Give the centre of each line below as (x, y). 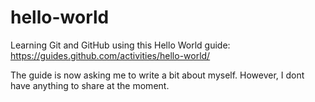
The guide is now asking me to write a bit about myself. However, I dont (157, 75)
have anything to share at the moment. (90, 85)
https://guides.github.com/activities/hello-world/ (110, 55)
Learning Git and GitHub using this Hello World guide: (120, 45)
